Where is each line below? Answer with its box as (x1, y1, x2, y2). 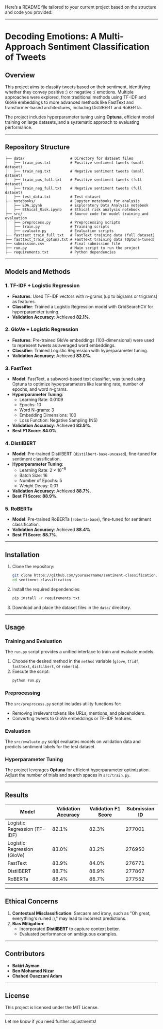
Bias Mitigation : (12, 920, 45, 926)
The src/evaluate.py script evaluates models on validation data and (5, 738, 141, 744)
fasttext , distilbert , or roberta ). (12, 664, 80, 669)
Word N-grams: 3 (19, 407, 54, 413)
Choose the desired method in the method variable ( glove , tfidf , (12, 658, 140, 664)
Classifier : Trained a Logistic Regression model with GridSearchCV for (12, 304, 154, 309)
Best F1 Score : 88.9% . (12, 493, 58, 499)
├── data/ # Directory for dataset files (5, 156, 133, 161)
